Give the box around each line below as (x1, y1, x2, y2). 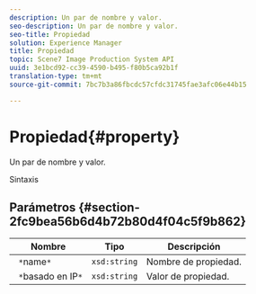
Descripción (167, 240, 221, 253)
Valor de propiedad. (146, 271, 230, 283)
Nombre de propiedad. (146, 255, 243, 268)
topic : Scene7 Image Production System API (9, 55, 175, 64)
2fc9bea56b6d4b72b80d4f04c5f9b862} (9, 213, 247, 229)
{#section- (78, 200, 141, 215)
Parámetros (9, 200, 76, 215)
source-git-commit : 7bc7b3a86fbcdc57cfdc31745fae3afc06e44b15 (9, 80, 247, 89)
